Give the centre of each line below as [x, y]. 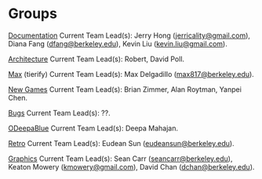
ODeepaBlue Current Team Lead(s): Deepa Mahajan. [93, 128]
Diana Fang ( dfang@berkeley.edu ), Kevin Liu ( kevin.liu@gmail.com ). [118, 43]
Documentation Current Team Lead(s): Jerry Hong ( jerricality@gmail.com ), [129, 35]
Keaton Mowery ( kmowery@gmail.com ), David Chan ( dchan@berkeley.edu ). [131, 166]
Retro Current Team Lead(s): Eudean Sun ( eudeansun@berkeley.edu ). [121, 143]
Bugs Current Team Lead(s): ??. [60, 113]
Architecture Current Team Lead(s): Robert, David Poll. [96, 59]
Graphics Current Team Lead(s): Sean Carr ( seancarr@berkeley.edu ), [120, 159]
